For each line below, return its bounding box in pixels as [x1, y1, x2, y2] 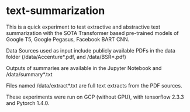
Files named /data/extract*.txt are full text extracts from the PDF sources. [6, 82, 182, 89]
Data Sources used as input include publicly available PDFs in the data [6, 47, 175, 54]
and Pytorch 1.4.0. [6, 99, 50, 106]
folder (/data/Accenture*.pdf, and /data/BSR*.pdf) [6, 53, 127, 60]
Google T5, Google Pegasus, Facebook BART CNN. [6, 36, 130, 43]
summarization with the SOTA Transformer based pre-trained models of [6, 29, 179, 36]
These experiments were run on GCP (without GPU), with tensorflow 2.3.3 [6, 93, 184, 100]
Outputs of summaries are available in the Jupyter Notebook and [6, 64, 162, 71]
